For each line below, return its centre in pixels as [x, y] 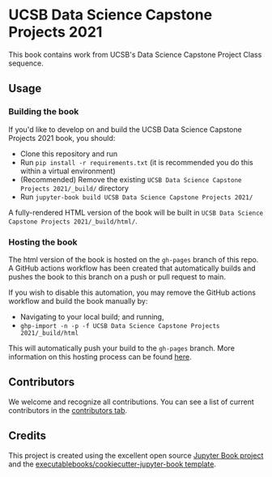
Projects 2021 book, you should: [62, 138]
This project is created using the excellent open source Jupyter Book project [136, 455]
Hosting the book [43, 242]
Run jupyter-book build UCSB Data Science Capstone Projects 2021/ [136, 197]
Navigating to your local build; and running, [92, 317]
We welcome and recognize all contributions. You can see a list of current [131, 402]
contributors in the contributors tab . [68, 410]
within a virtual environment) [68, 171]
